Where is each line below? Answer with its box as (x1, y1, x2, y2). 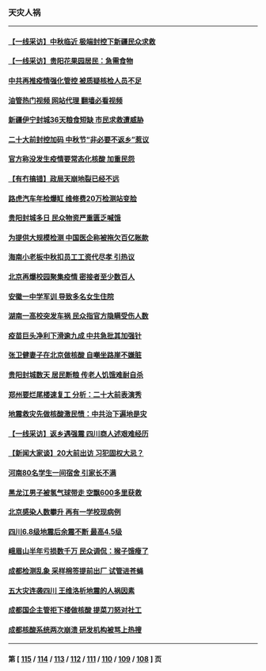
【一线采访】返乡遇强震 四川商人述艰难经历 (8, 429, 149, 438)
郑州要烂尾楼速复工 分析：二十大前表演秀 (8, 390, 142, 399)
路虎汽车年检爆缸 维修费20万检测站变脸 (8, 193, 137, 203)
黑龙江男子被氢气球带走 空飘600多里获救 (8, 487, 142, 497)
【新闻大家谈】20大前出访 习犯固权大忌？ (8, 448, 144, 458)
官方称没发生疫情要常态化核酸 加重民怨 (8, 154, 135, 164)
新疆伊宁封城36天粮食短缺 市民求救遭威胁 (8, 115, 144, 124)
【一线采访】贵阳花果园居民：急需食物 (8, 56, 133, 66)
